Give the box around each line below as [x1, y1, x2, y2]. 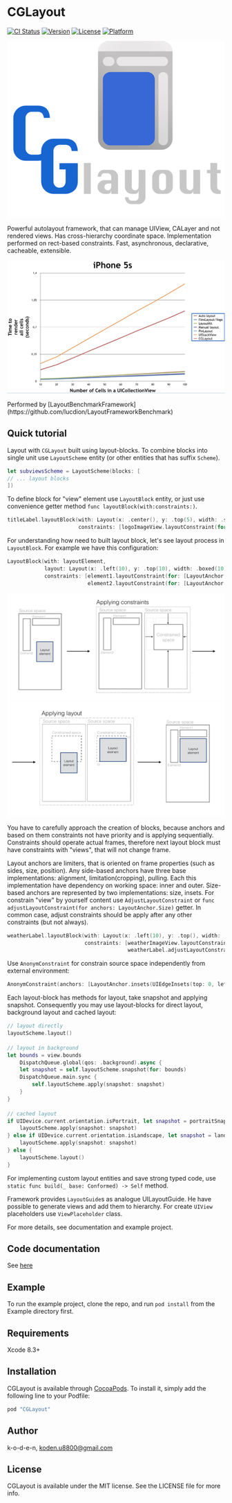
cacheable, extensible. [7, 247, 72, 255]
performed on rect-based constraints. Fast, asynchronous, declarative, [7, 239, 209, 247]
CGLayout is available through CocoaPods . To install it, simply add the [7, 1384, 206, 1392]
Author [7, 1425, 38, 1437]
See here [7, 1261, 33, 1269]
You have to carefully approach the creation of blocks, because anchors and [7, 823, 225, 832]
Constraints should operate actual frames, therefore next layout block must [7, 838, 221, 846]
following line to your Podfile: [7, 1391, 90, 1400]
